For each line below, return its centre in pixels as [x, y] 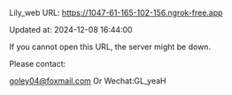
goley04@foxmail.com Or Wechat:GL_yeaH [88, 81]
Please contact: [38, 64]
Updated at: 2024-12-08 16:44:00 [71, 29]
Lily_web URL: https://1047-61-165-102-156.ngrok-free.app [116, 13]
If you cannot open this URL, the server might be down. [110, 47]
